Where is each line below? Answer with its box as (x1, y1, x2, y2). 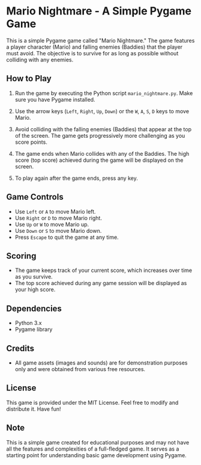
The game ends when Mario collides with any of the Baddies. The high (14, 150, 190, 157)
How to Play (6, 73, 52, 84)
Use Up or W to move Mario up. (14, 221, 89, 228)
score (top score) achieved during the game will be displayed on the (14, 156, 184, 164)
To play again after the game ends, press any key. (14, 174, 138, 182)
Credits (6, 343, 35, 353)
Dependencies (6, 303, 62, 313)
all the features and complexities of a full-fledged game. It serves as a (6, 445, 179, 452)
